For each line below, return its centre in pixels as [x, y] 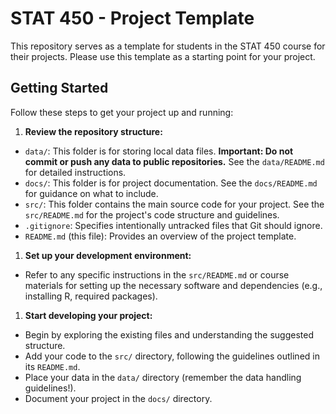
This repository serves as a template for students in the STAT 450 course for [168, 46]
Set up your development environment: [108, 255]
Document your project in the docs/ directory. [118, 398]
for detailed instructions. [75, 172]
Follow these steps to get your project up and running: [122, 112]
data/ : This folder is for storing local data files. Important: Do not [159, 151]
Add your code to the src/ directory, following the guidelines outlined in [172, 356]
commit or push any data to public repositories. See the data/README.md [174, 161]
